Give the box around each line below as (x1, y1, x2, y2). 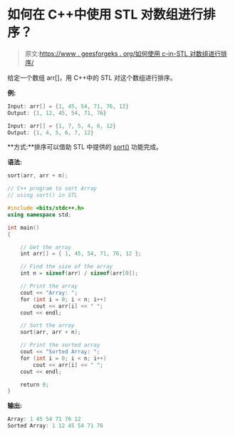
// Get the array (20, 243, 72, 250)
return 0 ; (20, 381, 50, 388)
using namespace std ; (7, 211, 72, 218)
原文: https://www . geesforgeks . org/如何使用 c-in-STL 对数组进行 (24, 49, 221, 58)
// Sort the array (20, 322, 75, 329)
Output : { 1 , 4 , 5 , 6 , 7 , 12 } (7, 129, 94, 136)
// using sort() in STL (7, 192, 78, 199)
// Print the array (20, 283, 78, 290)
